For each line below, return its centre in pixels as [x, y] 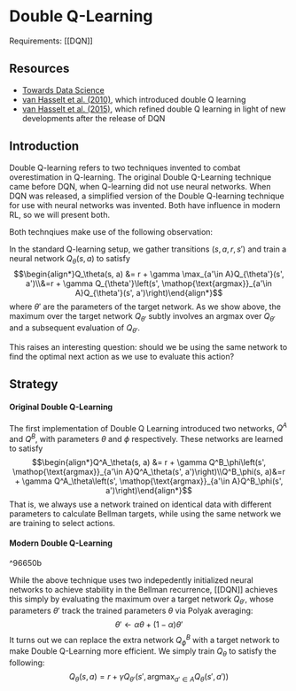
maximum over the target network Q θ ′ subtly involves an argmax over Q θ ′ [143, 318]
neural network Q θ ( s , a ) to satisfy [70, 259]
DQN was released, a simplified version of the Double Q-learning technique [147, 196]
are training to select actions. [62, 523]
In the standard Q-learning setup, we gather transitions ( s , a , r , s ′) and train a [148, 249]
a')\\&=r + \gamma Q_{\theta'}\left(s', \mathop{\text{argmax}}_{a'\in [149, 283]
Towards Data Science [63, 89]
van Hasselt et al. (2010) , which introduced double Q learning [134, 99]
